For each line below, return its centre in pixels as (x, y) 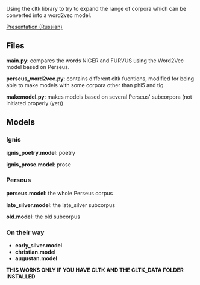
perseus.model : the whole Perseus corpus (60, 193)
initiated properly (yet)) (35, 103)
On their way (25, 232)
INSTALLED (21, 277)
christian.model (35, 252)
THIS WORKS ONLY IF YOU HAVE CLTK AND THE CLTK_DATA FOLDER (95, 270)
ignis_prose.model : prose (39, 164)
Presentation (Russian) (34, 27)
